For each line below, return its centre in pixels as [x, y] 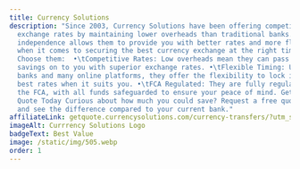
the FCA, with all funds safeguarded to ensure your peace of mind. [147, 92]
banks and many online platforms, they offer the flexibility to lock [151, 76]
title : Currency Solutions [59, 17]
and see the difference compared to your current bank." [125, 109]
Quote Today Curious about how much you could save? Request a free [147, 101]
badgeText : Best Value [51, 134]
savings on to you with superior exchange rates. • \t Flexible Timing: [151, 68]
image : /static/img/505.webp [63, 142]
